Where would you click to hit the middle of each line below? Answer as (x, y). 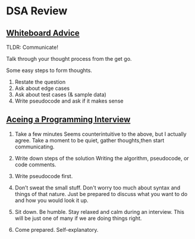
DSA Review (37, 11)
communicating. (34, 147)
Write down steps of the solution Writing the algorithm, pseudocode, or (102, 158)
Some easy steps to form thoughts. (49, 70)
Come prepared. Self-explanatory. (56, 229)
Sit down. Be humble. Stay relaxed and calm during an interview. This (99, 212)
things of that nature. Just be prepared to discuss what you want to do (101, 194)
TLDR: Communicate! (32, 47)
